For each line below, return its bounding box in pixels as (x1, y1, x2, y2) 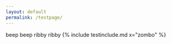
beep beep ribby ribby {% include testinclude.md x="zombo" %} (5, 31, 167, 38)
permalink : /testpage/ (5, 14, 63, 20)
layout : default (5, 8, 46, 15)
